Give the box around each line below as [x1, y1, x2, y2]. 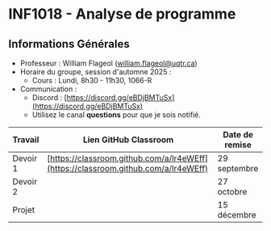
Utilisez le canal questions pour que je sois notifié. [31, 110, 202, 120]
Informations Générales [8, 37, 131, 51]
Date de [223, 129, 254, 140]
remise [224, 139, 252, 150]
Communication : [19, 84, 77, 94]
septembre [217, 163, 259, 174]
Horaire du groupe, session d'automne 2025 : [19, 67, 172, 77]
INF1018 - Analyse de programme [8, 5, 236, 23]
